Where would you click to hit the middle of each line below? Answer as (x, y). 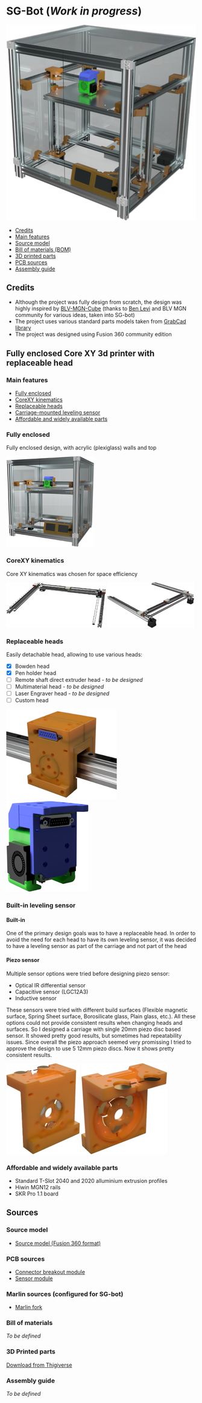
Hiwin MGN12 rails (38, 1187)
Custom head (32, 701)
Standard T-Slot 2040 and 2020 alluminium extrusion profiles (91, 1180)
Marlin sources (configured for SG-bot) (65, 1294)
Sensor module (34, 1278)
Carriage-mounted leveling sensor (58, 412)
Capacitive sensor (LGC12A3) (52, 992)
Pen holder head (36, 673)
